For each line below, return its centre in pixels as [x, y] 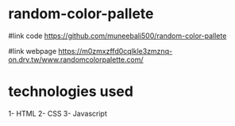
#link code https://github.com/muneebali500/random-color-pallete [118, 36]
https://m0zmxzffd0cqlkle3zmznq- [116, 51]
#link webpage [33, 51]
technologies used [71, 92]
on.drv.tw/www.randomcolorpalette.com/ [76, 59]
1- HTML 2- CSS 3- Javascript [58, 113]
